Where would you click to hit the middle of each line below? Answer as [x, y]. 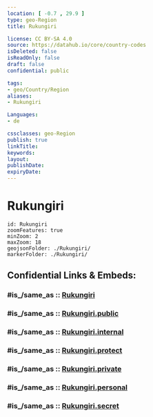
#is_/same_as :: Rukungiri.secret [63, 405]
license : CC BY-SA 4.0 [40, 39]
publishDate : [26, 166]
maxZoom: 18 [24, 242]
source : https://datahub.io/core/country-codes [77, 45]
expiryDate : [24, 172]
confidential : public [38, 71]
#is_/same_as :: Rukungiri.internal [65, 332]
